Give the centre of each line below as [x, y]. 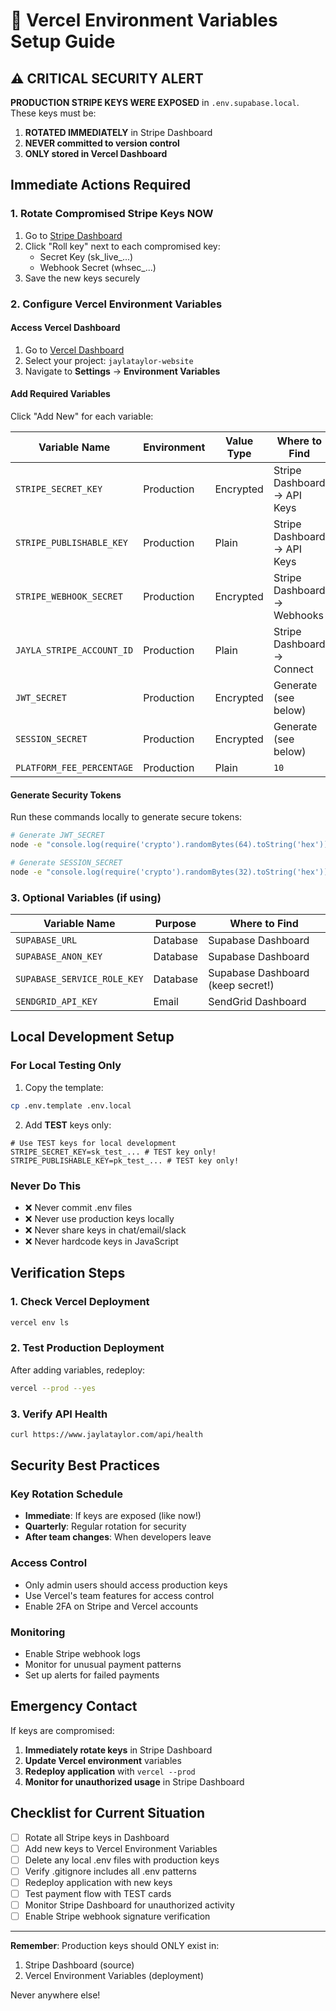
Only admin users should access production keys [126, 1585]
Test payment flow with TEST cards [98, 1893]
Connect [293, 669]
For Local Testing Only [66, 1066]
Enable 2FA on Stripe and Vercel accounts [111, 1606]
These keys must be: [53, 113]
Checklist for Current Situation [108, 1813]
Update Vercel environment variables [103, 1760]
